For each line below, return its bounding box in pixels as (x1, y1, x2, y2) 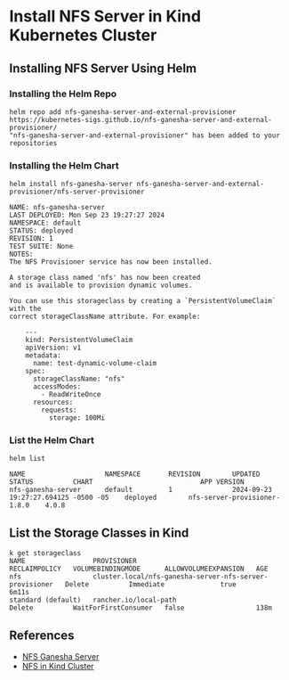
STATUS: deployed (9, 226, 74, 235)
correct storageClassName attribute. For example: (9, 312, 201, 322)
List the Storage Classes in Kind (9, 525, 189, 540)
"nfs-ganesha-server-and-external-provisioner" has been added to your (9, 131, 280, 140)
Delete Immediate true (65, 580, 237, 589)
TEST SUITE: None (9, 242, 74, 251)
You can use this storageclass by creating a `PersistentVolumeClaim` (9, 297, 277, 306)
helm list (9, 455, 46, 463)
